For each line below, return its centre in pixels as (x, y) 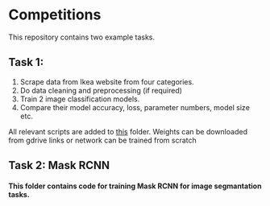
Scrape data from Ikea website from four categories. (107, 81)
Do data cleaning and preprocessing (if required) (101, 90)
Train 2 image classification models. (80, 99)
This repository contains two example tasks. (82, 37)
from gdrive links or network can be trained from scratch (103, 140)
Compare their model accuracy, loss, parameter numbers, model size (135, 107)
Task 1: (26, 62)
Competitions (55, 15)
